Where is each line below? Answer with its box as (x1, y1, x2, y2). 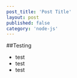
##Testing (6, 42, 32, 49)
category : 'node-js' (6, 25, 59, 32)
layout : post (6, 14, 39, 20)
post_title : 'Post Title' (6, 8, 72, 15)
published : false (6, 20, 50, 26)
